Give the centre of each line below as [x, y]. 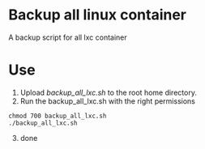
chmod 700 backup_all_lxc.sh [58, 116]
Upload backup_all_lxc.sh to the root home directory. [108, 92]
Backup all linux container [98, 15]
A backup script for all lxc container [68, 37]
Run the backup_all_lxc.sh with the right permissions [108, 101]
